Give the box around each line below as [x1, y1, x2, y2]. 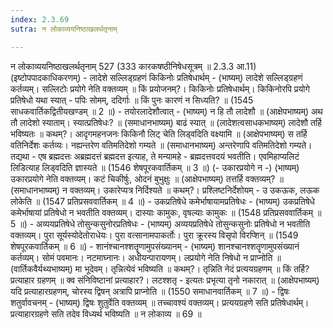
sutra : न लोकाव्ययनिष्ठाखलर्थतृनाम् [10, 24, 118, 34]
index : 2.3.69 [10, 14, 70, 25]
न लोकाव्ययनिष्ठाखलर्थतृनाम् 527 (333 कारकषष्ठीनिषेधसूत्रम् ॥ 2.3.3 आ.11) [10, 60, 257, 72]
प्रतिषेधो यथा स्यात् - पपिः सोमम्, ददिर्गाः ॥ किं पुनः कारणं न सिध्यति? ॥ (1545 [10, 94, 254, 106]
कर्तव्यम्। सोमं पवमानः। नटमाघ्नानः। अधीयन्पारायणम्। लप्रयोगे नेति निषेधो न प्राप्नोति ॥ [10, 251, 282, 263]
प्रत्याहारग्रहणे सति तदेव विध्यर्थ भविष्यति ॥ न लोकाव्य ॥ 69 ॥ [10, 307, 202, 320]
